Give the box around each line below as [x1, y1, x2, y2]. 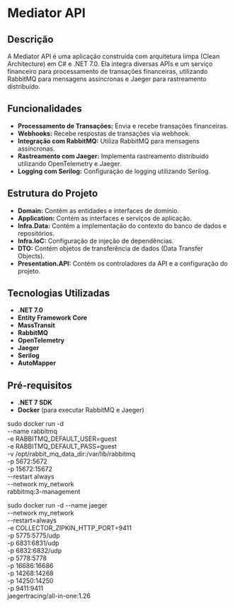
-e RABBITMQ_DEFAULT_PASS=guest [7, 442, 117, 451]
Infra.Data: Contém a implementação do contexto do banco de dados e [17, 222, 227, 230]
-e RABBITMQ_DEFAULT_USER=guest [7, 434, 117, 443]
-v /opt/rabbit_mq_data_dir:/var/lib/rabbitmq [7, 449, 136, 459]
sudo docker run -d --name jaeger [7, 501, 108, 510]
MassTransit [17, 321, 55, 329]
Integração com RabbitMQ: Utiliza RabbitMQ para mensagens [17, 136, 200, 145]
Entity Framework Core [17, 314, 87, 322]
